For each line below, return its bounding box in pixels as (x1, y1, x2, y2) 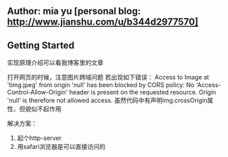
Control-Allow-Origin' (7, 88, 68, 97)
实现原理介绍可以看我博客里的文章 (7, 58, 104, 67)
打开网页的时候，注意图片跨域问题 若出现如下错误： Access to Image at (7, 73, 209, 82)
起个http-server (16, 134, 62, 143)
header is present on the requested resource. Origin (69, 88, 216, 97)
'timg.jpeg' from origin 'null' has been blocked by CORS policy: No (7, 81, 194, 89)
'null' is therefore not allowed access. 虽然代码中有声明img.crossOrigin (7, 96, 207, 105)
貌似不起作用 (25, 105, 62, 113)
